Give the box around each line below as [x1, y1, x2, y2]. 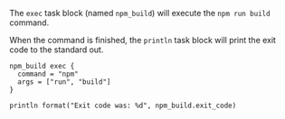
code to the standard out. [9, 44, 104, 55]
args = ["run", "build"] [17, 78, 111, 87]
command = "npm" [17, 69, 79, 78]
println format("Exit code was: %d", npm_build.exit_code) [9, 101, 237, 110]
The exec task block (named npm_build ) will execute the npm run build [9, 8, 271, 18]
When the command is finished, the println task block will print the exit [9, 35, 276, 45]
